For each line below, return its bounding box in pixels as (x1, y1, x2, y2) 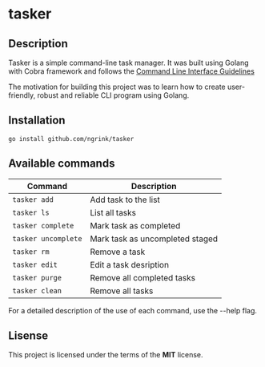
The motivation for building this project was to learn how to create (8, 82, 226, 91)
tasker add (12, 195, 54, 204)
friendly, (8, 91, 36, 100)
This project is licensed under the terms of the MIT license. (8, 350, 203, 360)
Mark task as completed (90, 220, 181, 231)
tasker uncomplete (12, 234, 82, 243)
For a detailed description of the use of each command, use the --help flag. (8, 305, 258, 315)
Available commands (8, 157, 115, 171)
